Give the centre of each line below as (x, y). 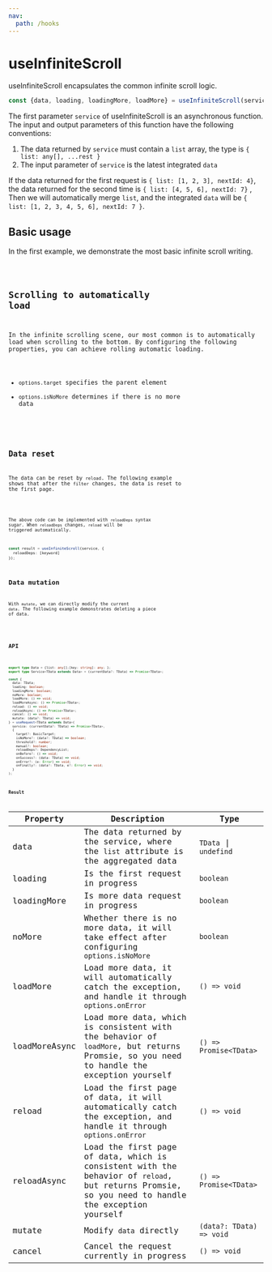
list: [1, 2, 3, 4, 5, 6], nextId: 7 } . (76, 207)
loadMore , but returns (132, 1046)
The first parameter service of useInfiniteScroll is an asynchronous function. (136, 116)
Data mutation (34, 583)
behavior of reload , (128, 1176)
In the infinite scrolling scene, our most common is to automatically (132, 335)
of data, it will (123, 1097)
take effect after (125, 938)
